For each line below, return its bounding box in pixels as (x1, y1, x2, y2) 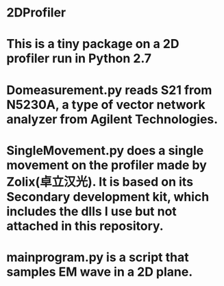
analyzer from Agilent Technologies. (6, 111, 219, 127)
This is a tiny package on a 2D (6, 36, 179, 52)
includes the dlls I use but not (6, 204, 177, 219)
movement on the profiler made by (6, 157, 207, 173)
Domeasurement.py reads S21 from (6, 82, 212, 97)
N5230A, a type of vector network (6, 97, 206, 112)
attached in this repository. (6, 218, 164, 234)
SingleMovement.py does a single (6, 143, 204, 158)
